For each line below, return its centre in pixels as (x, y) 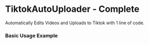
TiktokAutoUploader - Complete (72, 9)
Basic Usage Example (32, 36)
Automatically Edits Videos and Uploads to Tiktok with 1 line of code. (75, 23)
